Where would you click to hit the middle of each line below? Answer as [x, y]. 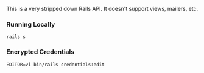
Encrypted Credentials [40, 52]
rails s [16, 37]
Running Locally [31, 24]
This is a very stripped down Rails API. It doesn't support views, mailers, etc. [102, 9]
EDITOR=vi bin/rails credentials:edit [55, 65]
